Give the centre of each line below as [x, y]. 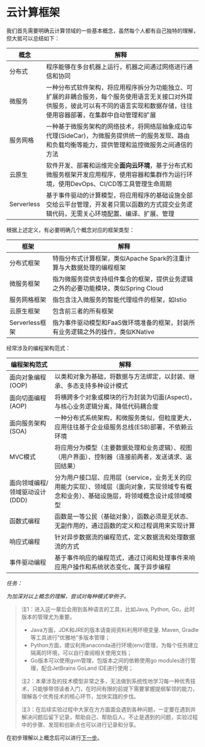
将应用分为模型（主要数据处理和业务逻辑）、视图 [123, 447]
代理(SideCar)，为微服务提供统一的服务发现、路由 [118, 135]
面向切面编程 [28, 398]
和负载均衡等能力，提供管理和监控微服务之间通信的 [120, 144]
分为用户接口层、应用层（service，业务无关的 [120, 477]
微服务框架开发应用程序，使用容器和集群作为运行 [117, 174]
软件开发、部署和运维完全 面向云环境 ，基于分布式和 [120, 165]
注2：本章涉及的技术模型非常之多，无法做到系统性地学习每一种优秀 [106, 681]
